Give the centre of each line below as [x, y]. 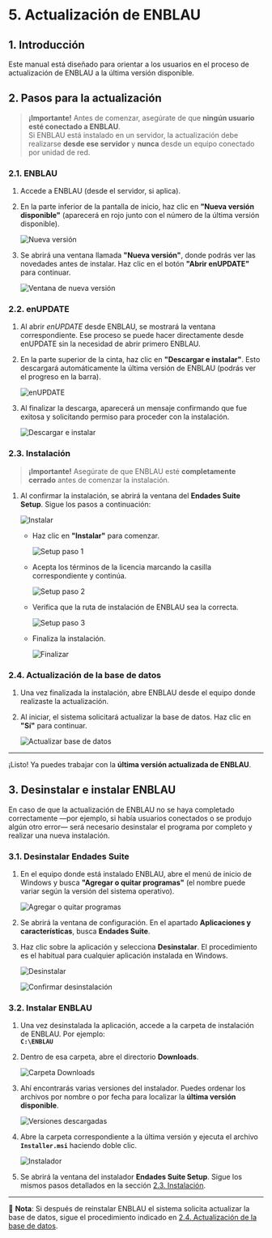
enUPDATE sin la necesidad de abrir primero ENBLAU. [110, 344]
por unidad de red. [59, 152]
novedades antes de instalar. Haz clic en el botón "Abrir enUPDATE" [135, 264]
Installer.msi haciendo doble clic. [79, 1146]
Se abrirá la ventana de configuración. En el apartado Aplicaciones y [135, 923]
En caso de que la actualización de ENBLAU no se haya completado [121, 809]
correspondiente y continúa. [79, 575]
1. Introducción [47, 45]
